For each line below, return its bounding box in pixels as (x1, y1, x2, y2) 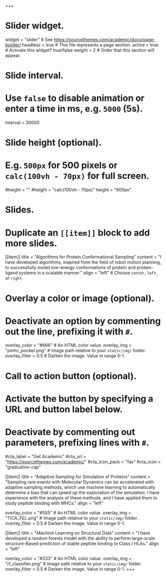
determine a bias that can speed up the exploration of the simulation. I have (5, 489, 160, 495)
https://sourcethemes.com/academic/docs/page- (54, 36, 156, 42)
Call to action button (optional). (5, 370, 137, 382)
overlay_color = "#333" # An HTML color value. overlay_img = (5, 555, 132, 561)
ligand (5, 270, 18, 276)
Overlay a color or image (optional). (5, 292, 155, 304)
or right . (5, 275, 23, 281)
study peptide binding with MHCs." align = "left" (5, 500, 103, 506)
